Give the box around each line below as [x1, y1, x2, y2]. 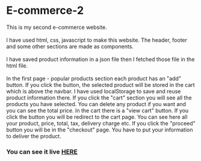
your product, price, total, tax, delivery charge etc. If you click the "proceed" [6, 119, 196, 127]
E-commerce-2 [6, 4, 84, 17]
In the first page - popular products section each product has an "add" [6, 75, 182, 82]
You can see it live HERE [6, 147, 78, 156]
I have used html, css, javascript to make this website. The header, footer [6, 36, 188, 43]
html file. [6, 62, 28, 69]
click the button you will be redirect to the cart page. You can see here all [6, 113, 188, 121]
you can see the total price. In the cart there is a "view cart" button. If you [6, 107, 189, 114]
